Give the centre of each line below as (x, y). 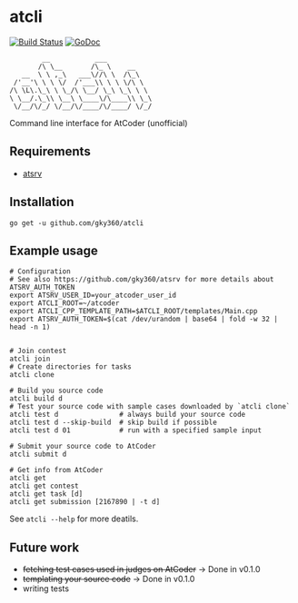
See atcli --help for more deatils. (74, 519)
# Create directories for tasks (70, 367)
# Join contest (38, 351)
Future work (45, 547)
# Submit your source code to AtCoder (83, 447)
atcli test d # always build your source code (128, 415)
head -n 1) (30, 327)
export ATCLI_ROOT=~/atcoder (65, 303)
